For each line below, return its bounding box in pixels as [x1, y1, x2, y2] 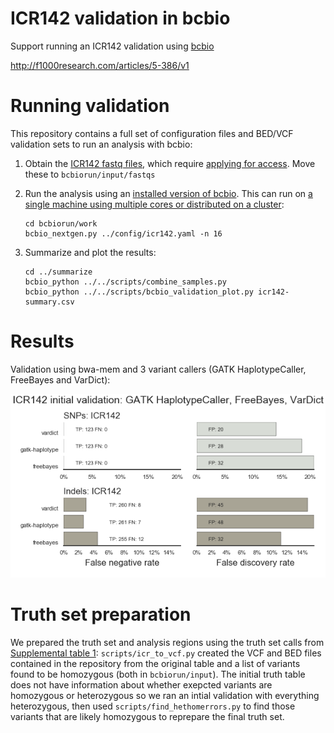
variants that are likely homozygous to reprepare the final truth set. [10, 710, 285, 722]
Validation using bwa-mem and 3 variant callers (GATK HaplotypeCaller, [10, 363, 307, 375]
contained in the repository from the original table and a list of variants [10, 657, 301, 669]
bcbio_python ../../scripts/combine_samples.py [24, 277, 227, 287]
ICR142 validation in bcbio [10, 7, 231, 30]
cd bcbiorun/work [24, 218, 98, 229]
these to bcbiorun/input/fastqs [24, 168, 156, 180]
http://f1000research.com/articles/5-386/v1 [10, 59, 190, 71]
